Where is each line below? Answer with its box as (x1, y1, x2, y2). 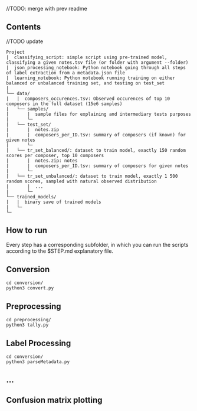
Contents (6, 22, 41, 32)
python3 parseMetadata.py (6, 359, 70, 365)
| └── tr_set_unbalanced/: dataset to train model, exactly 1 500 (6, 173, 178, 179)
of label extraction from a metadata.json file (6, 70, 126, 76)
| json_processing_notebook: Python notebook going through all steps (6, 64, 186, 70)
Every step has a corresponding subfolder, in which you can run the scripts (6, 241, 189, 248)
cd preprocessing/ (6, 317, 51, 323)
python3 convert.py (6, 285, 54, 291)
